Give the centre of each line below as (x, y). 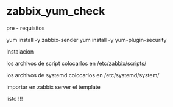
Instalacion (20, 51)
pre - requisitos (26, 28)
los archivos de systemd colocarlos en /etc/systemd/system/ (83, 75)
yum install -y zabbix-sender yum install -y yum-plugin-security (86, 40)
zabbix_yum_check (56, 11)
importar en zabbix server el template (53, 87)
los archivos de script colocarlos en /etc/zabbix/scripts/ (76, 63)
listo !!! (15, 98)
